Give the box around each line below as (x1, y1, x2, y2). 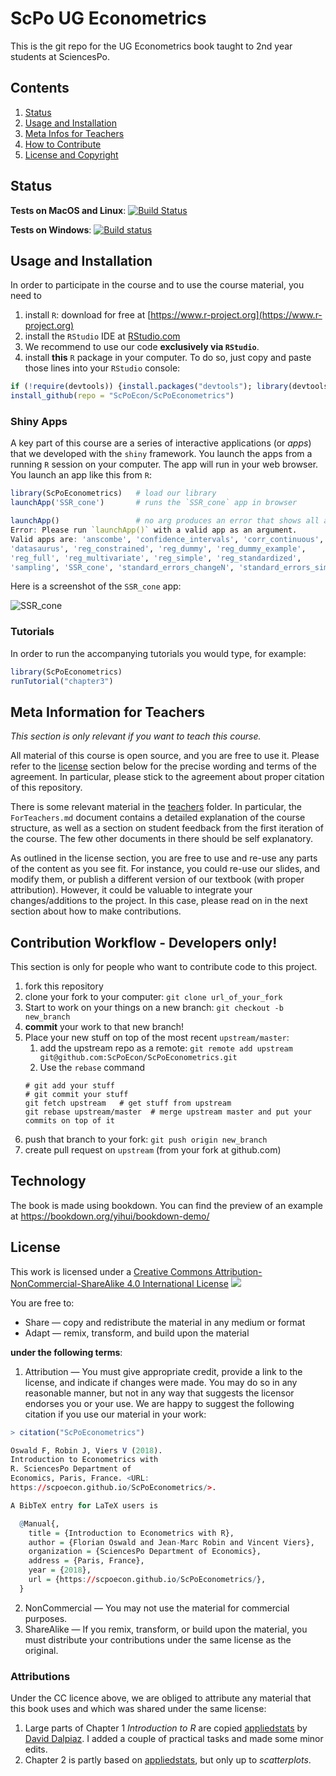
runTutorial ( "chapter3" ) (10, 676, 114, 686)
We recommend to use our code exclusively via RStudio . (24, 341, 260, 353)
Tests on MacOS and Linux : (10, 204, 127, 216)
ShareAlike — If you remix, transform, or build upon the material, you (24, 1623, 308, 1635)
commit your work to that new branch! (24, 1021, 185, 1033)
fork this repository (24, 980, 104, 992)
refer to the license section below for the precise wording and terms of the (10, 760, 317, 772)
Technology (10, 1173, 87, 1190)
